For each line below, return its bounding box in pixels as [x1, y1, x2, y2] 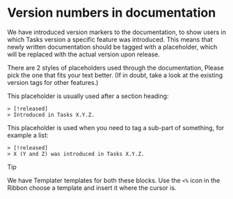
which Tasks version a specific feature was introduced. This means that [7, 35, 214, 43]
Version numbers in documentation [7, 5, 216, 21]
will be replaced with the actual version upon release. [7, 50, 160, 58]
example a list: [7, 131, 49, 139]
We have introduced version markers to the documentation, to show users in [7, 28, 227, 36]
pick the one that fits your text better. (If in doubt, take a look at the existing [7, 71, 223, 79]
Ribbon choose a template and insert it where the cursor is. [7, 183, 177, 192]
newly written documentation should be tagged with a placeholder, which [7, 42, 218, 51]
